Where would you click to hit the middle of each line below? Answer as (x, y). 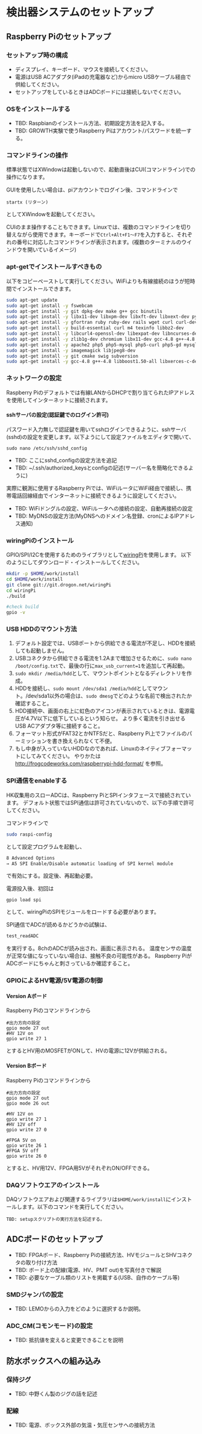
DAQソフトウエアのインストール (53, 1185)
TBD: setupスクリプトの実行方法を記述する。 (56, 1219)
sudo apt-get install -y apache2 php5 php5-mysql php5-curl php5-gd (94, 345)
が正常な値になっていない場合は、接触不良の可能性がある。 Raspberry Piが (99, 956)
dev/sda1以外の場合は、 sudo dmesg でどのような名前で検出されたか (110, 696)
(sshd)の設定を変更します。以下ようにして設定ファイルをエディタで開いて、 (100, 436)
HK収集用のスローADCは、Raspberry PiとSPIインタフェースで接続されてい (99, 795)
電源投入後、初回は (30, 889)
